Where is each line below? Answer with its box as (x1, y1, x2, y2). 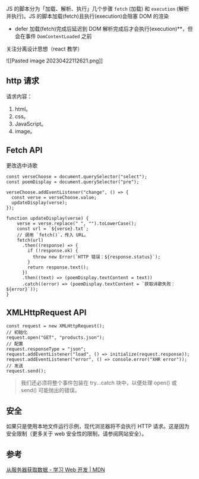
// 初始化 (6, 329, 28, 336)
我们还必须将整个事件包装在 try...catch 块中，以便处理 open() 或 (20, 379, 177, 386)
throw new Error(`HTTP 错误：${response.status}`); (32, 254, 161, 260)
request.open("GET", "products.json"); (6, 335, 105, 341)
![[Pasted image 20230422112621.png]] (6, 57, 103, 64)
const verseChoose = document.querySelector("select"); (6, 174, 147, 179)
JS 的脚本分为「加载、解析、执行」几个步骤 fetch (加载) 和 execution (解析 (6, 5, 189, 12)
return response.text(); (27, 264, 89, 270)
